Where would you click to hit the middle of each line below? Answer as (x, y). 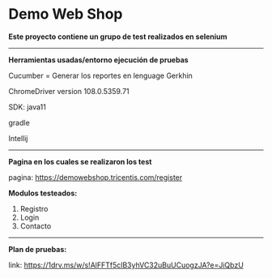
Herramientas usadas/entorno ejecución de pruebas (98, 60)
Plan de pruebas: (38, 249)
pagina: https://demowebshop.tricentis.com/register (96, 177)
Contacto (36, 226)
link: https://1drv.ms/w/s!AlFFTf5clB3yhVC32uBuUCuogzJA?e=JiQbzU (126, 265)
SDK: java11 (28, 107)
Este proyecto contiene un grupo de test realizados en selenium (118, 36)
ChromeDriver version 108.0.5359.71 (69, 91)
